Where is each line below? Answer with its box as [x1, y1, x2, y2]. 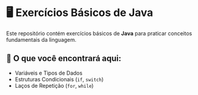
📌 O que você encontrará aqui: [6, 53, 121, 64]
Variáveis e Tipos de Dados [14, 69, 83, 76]
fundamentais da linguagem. [6, 36, 77, 43]
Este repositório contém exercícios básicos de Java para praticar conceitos [6, 29, 193, 37]
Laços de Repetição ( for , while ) [14, 82, 94, 89]
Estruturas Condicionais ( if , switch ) [14, 75, 104, 82]
